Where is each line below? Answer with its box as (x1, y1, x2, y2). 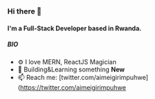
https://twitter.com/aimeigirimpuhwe (20, 83, 126, 92)
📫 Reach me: (17, 74, 58, 82)
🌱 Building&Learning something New (17, 65, 125, 74)
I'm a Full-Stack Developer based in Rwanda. (7, 24, 142, 33)
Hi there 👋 (7, 6, 42, 16)
